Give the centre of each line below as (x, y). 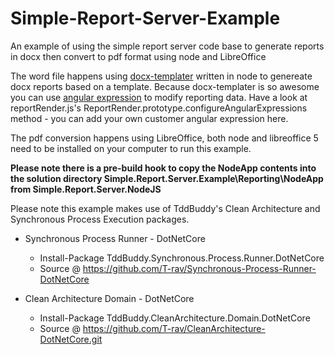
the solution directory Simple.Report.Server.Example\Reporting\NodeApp (167, 178)
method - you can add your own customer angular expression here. (149, 118)
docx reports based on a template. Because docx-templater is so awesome (165, 86)
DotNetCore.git (71, 339)
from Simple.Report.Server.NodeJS (86, 189)
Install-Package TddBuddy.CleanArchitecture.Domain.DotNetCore (175, 318)
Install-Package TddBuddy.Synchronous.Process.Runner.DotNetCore (182, 258)
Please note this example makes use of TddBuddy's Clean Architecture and (165, 208)
